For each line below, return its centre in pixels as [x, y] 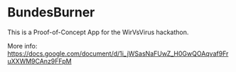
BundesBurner [51, 12]
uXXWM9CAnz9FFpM [40, 61]
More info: [22, 46]
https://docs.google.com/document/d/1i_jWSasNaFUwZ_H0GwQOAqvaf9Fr [118, 53]
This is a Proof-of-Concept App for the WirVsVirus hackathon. [98, 32]
